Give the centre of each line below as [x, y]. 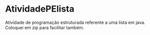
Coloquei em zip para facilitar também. [45, 27]
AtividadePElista [40, 9]
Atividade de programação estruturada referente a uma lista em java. [75, 22]
